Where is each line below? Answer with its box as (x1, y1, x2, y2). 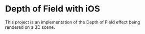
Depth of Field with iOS (5, 3, 100, 14)
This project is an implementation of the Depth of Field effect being (5, 19, 141, 25)
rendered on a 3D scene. (5, 24, 55, 30)
